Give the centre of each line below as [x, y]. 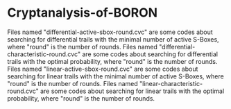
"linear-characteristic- [171, 83]
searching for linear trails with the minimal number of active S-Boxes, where [115, 76]
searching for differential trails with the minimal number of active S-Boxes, [113, 39]
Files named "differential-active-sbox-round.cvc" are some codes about [110, 32]
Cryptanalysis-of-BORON [83, 13]
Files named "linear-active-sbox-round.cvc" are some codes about [103, 69]
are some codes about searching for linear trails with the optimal [132, 91]
